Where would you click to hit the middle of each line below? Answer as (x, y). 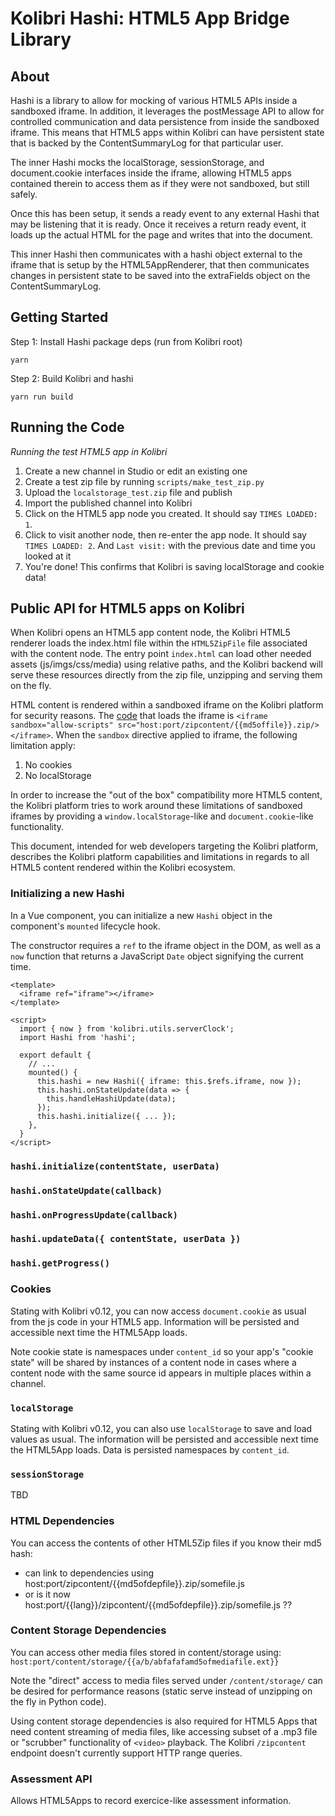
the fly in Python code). (58, 1701)
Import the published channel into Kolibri (108, 503)
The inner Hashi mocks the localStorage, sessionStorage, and (137, 162)
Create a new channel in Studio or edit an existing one (136, 471)
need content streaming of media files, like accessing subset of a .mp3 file (164, 1731)
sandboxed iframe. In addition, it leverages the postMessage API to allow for (167, 111)
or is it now (47, 1594)
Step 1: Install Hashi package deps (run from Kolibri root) (126, 341)
